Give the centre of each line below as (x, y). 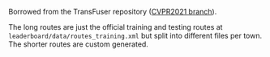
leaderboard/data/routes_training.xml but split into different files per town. (135, 36)
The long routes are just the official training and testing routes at (116, 27)
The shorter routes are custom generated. (78, 44)
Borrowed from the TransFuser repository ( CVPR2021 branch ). (113, 12)
